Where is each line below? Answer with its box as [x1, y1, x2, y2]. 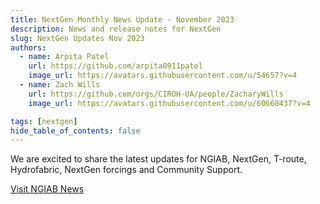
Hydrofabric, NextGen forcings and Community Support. [10, 164, 243, 176]
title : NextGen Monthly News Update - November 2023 [10, 14, 235, 25]
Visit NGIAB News [10, 183, 85, 195]
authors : [10, 42, 47, 53]
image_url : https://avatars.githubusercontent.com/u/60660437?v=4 [28, 98, 311, 108]
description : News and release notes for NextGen [10, 24, 222, 34]
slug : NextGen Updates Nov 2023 [10, 33, 145, 43]
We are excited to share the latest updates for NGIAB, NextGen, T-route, [10, 153, 307, 165]
